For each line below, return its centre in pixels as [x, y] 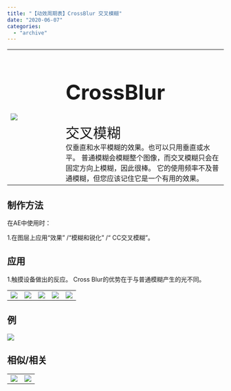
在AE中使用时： [29, 223]
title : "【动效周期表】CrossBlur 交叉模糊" [65, 13]
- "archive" [31, 33]
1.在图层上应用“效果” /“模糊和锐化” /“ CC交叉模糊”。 [81, 237]
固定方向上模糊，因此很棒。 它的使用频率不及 [139, 168]
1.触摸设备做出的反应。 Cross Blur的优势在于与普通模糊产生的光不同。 [106, 279]
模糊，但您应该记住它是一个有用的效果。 [138, 178]
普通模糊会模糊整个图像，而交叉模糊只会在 [150, 158]
